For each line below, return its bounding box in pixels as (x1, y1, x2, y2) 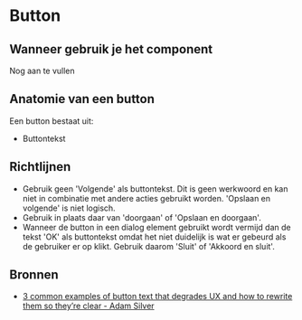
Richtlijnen (9, 159, 71, 174)
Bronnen (9, 268, 59, 283)
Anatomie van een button (9, 91, 156, 107)
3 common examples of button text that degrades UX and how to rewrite (22, 291, 293, 302)
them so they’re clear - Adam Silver (22, 300, 156, 312)
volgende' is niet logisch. (22, 202, 116, 213)
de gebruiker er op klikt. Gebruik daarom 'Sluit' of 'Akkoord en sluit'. (22, 240, 276, 251)
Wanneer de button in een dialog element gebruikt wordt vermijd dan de (22, 221, 291, 232)
